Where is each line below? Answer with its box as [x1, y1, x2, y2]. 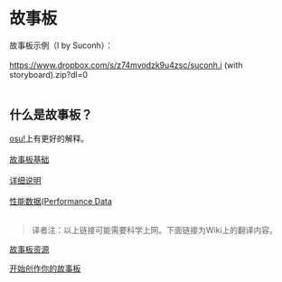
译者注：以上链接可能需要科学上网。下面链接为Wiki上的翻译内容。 [31, 224, 278, 235]
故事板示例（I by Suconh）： [9, 40, 114, 51]
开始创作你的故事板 [9, 263, 81, 274]
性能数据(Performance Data [9, 195, 113, 206]
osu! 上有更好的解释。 [9, 133, 89, 144]
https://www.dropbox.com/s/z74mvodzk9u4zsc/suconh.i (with [9, 60, 243, 70]
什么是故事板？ [9, 108, 93, 123]
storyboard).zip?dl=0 [9, 69, 89, 80]
